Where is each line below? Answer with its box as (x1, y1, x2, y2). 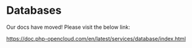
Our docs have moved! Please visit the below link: (6, 23, 130, 31)
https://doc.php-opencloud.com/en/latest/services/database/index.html (6, 35, 186, 42)
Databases (6, 4, 62, 17)
